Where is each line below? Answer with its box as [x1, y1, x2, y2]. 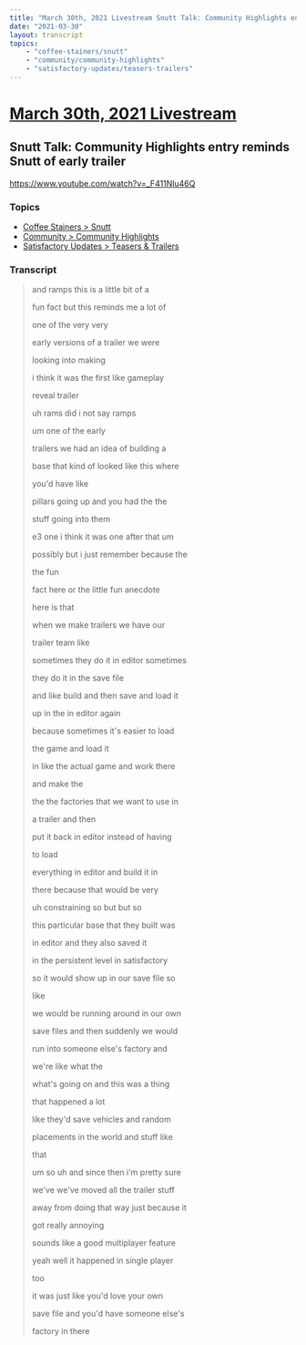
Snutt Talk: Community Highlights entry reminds [9, 139, 290, 155]
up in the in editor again [31, 708, 121, 719]
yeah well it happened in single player [31, 1255, 174, 1267]
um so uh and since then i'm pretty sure [31, 1167, 182, 1178]
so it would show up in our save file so [31, 972, 176, 984]
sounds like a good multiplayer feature [31, 1237, 176, 1248]
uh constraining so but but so [31, 902, 143, 913]
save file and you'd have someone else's [31, 1309, 185, 1319]
